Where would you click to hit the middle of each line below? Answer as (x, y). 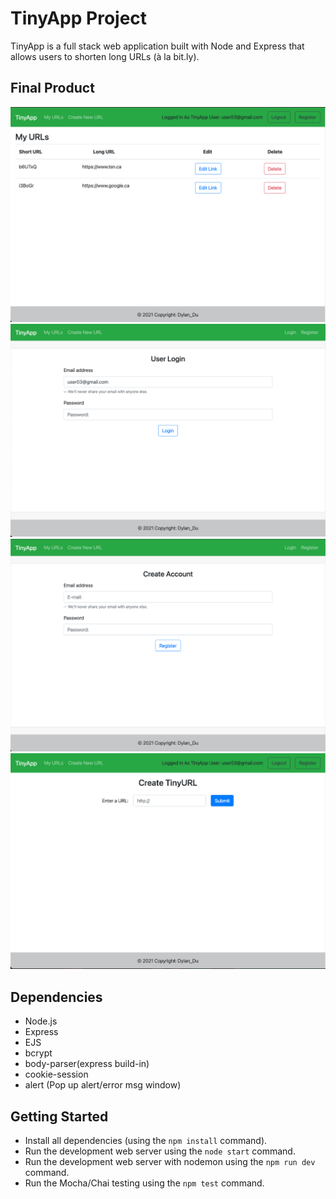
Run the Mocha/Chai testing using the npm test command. (144, 1183)
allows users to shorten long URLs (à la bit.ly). (105, 56)
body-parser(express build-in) (87, 1064)
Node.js (41, 1021)
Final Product (52, 88)
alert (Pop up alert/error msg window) (103, 1085)
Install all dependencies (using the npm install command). (146, 1140)
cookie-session (56, 1074)
